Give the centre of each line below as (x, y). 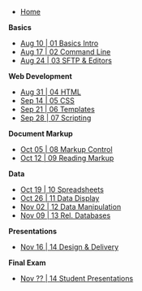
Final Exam (27, 263)
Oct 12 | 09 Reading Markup (67, 158)
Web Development (41, 76)
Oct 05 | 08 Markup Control (66, 149)
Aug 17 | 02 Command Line (65, 52)
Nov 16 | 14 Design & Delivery (69, 247)
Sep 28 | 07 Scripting (56, 118)
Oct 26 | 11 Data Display (60, 198)
